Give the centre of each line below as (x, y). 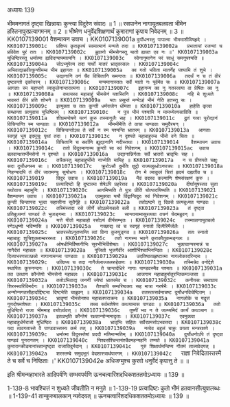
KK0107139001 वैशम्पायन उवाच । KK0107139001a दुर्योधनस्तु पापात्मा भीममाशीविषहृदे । (107, 39)
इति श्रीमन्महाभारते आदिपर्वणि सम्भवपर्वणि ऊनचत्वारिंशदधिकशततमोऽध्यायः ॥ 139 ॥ (96, 374)
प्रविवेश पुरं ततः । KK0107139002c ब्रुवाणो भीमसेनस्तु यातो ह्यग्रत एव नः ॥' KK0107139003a (113, 52)
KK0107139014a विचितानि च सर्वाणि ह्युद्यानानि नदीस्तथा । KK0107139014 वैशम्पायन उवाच (114, 142)
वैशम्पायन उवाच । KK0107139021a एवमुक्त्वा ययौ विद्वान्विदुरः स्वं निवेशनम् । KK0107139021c (113, 196)
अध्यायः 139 (21, 10)
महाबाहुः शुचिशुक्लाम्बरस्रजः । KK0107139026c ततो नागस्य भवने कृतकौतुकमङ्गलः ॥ (99, 238)
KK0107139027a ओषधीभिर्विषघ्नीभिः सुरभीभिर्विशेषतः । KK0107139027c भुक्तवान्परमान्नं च (108, 244)
